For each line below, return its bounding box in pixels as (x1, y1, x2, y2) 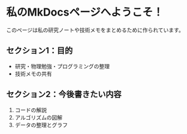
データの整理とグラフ (14, 121, 68, 129)
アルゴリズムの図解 (14, 114, 63, 121)
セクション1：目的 (6, 45, 73, 56)
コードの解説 (14, 106, 47, 114)
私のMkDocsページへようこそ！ (6, 5, 164, 19)
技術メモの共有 (14, 70, 52, 77)
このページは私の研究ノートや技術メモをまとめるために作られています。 (6, 26, 184, 33)
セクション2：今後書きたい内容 (6, 89, 122, 99)
